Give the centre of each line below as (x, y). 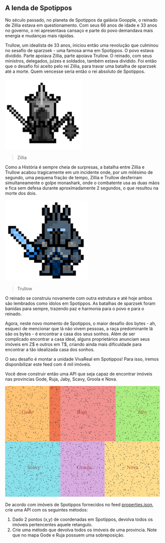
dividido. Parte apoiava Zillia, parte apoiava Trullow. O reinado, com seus (79, 56)
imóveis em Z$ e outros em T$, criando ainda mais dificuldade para (73, 344)
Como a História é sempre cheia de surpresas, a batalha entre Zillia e (75, 167)
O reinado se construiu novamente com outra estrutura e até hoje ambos (79, 298)
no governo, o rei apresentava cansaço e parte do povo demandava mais (79, 30)
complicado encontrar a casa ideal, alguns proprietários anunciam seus (78, 339)
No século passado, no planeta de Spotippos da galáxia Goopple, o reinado (82, 20)
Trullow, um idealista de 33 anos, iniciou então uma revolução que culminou (82, 45)
